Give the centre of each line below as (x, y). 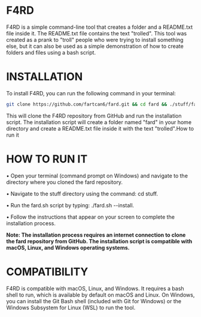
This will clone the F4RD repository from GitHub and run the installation (94, 116)
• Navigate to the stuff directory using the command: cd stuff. (82, 194)
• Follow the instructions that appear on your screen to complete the (91, 217)
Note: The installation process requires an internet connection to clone (96, 235)
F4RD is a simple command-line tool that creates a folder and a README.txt (100, 27)
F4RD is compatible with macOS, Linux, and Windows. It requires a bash (95, 288)
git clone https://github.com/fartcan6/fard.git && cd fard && (87, 104)
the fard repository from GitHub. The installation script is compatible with (99, 241)
